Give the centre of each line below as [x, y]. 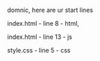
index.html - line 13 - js [40, 37]
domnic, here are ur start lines [50, 10]
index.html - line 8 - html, [43, 23]
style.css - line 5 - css [39, 50]
